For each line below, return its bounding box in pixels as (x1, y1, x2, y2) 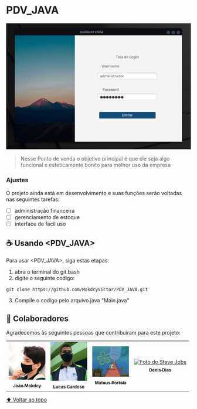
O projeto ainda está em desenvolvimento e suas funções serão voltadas (6, 189, 182, 196)
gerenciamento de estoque (14, 213, 80, 220)
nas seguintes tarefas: (6, 196, 60, 203)
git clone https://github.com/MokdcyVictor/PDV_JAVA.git (6, 287, 148, 292)
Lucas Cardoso (53, 384, 85, 390)
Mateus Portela (94, 380, 127, 386)
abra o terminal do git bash (14, 268, 80, 275)
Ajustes (6, 176, 29, 185)
